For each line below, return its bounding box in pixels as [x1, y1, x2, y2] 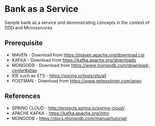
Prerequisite [4, 39, 43, 47]
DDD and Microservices [4, 24, 53, 30]
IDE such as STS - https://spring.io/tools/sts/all [11, 72, 107, 79]
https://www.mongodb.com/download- [71, 62, 150, 68]
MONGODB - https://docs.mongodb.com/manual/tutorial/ [11, 115, 128, 121]
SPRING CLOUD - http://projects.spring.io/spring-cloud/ [11, 105, 125, 111]
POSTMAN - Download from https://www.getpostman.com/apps [11, 78, 142, 84]
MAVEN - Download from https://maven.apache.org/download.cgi [11, 52, 145, 58]
